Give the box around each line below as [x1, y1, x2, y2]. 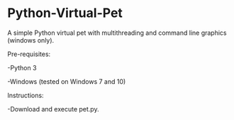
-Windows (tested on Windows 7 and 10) [7, 77, 126, 86]
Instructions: [7, 91, 44, 99]
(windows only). [7, 36, 55, 44]
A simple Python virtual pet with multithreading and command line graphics [7, 28, 227, 37]
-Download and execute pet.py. [7, 104, 99, 113]
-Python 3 [7, 63, 37, 72]
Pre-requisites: [7, 50, 51, 58]
